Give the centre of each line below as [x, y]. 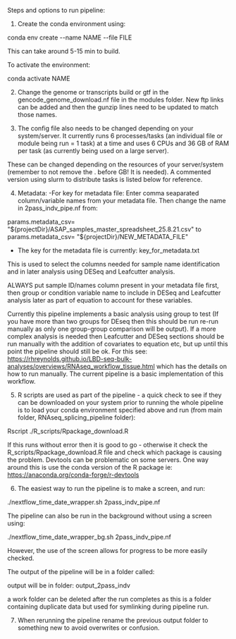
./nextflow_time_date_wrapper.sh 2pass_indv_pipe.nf [84, 502]
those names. [37, 115]
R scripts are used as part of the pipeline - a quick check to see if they [119, 395]
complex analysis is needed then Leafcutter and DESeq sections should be [116, 336]
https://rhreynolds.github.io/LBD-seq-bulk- [70, 359]
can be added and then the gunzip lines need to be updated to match [118, 107]
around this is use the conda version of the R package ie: [90, 467]
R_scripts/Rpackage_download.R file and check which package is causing [114, 452]
